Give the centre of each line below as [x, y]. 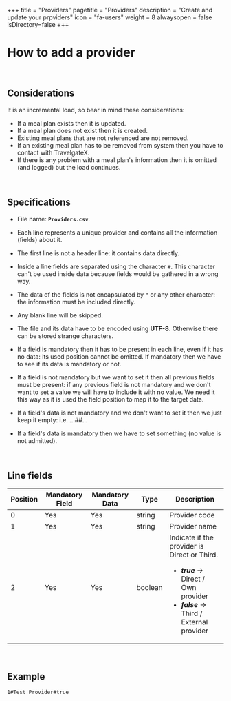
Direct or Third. [194, 555]
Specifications [39, 203]
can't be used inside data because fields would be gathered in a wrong [118, 274]
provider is [187, 546]
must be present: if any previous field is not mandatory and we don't [114, 384]
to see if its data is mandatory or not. [69, 364]
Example [26, 677]
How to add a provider [71, 53]
